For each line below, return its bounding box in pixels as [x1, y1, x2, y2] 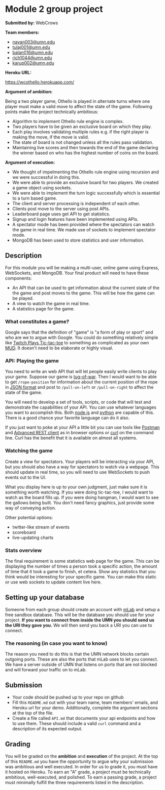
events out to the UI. [5, 474, 46, 480]
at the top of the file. [12, 710, 54, 716]
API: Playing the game [5, 357, 59, 364]
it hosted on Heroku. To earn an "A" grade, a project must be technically [5, 769, 151, 775]
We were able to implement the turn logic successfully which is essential [12, 190, 160, 196]
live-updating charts [12, 535, 54, 541]
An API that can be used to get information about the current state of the [12, 285, 160, 291]
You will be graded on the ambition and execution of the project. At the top [5, 753, 159, 759]
